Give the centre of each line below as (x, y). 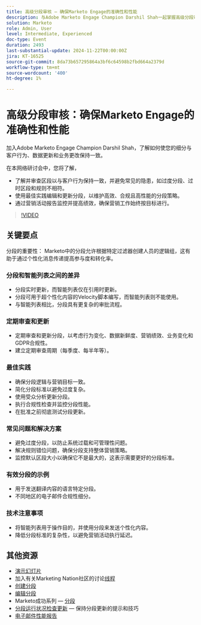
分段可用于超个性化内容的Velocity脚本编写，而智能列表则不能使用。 (98, 297)
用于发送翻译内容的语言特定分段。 (57, 489)
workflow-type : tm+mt (33, 67)
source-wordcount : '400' (37, 73)
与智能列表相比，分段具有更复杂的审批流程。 (70, 304)
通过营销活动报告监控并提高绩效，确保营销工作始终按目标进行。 (93, 203)
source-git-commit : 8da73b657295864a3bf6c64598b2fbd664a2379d (85, 62)
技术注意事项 (25, 513)
